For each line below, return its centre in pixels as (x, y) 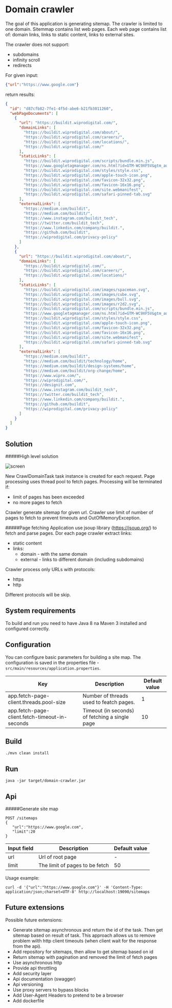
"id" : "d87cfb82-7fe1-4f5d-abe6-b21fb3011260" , (62, 109)
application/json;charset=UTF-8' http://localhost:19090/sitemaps (78, 892)
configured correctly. (28, 629)
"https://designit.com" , (50, 385)
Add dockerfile (28, 1000)
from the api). (27, 946)
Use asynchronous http (37, 962)
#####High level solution (32, 456)
